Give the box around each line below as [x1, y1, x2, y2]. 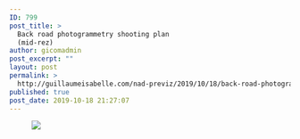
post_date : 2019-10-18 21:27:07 [9, 95, 129, 105]
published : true [9, 87, 70, 96]
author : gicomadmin [9, 46, 82, 55]
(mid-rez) [17, 37, 54, 47]
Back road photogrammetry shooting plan [17, 29, 170, 38]
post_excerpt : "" [9, 54, 74, 63]
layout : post [9, 63, 58, 72]
